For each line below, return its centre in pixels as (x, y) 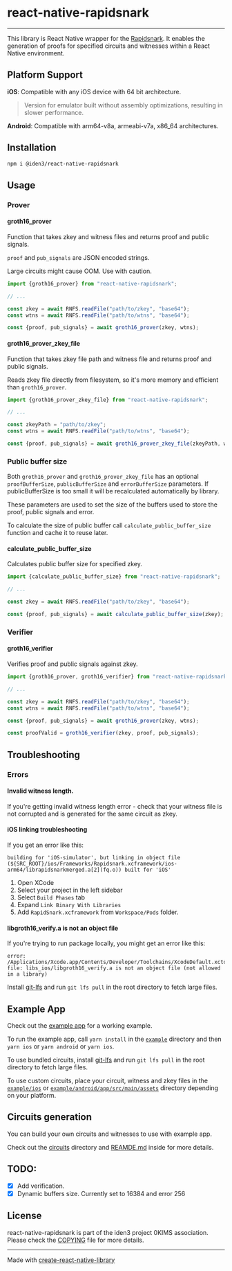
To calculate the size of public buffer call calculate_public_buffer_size (109, 525)
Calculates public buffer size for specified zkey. (75, 564)
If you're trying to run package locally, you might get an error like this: (106, 943)
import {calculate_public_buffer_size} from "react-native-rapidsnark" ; (114, 577)
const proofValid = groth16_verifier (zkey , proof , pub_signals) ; (103, 733)
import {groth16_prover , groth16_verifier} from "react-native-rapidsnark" (118, 677)
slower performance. (54, 112)
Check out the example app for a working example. (80, 1026)
